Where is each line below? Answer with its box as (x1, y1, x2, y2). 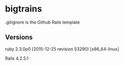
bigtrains (5, 3, 42, 14)
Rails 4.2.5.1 (5, 55, 29, 61)
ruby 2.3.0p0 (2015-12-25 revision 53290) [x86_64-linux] (5, 46, 119, 52)
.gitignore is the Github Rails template (5, 19, 80, 25)
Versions (5, 33, 33, 41)
